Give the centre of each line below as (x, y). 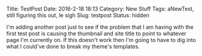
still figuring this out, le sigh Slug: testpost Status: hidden (78, 15)
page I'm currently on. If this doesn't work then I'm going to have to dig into (101, 40)
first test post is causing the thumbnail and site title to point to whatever (96, 33)
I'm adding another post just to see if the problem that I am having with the (100, 27)
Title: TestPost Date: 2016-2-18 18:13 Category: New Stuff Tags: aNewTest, (100, 9)
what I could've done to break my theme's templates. (73, 46)
